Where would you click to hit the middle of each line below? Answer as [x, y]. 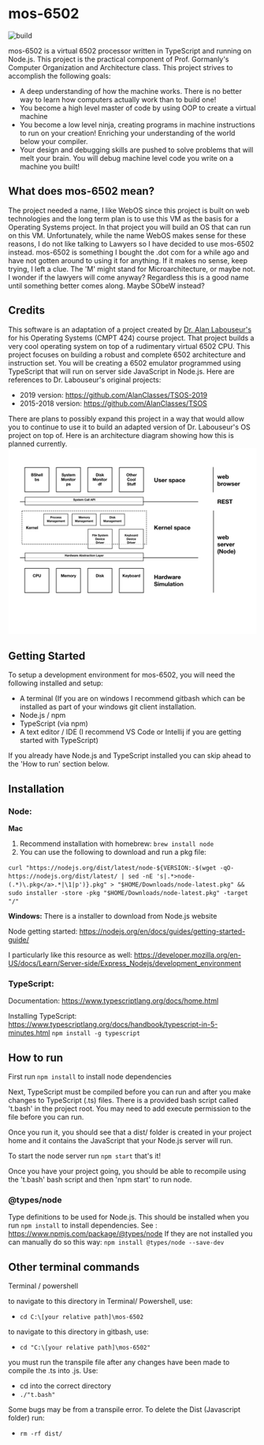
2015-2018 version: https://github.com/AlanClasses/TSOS [113, 403]
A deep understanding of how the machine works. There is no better [130, 91]
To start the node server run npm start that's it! [85, 1156]
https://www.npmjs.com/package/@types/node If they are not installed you [131, 1234]
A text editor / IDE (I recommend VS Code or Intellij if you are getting [130, 732]
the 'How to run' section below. [59, 764]
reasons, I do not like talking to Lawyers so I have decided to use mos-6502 [131, 243]
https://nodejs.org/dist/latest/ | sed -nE [81, 877]
